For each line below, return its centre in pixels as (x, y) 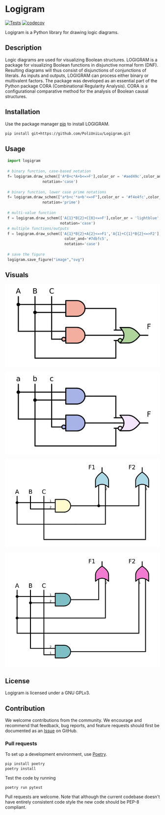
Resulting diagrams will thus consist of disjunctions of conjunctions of (76, 70)
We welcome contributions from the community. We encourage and (74, 720)
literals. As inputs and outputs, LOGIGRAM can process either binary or (77, 75)
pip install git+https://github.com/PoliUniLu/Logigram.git (68, 133)
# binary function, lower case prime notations (57, 192)
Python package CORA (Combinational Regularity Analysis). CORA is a (76, 86)
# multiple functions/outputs (38, 228)
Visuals (17, 275)
